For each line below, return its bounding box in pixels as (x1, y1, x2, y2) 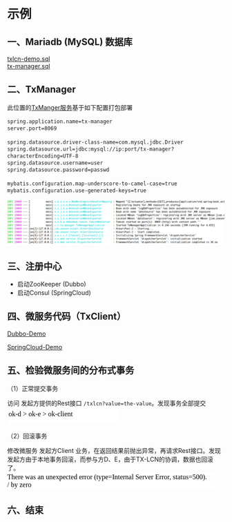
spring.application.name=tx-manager (7, 118, 113, 125)
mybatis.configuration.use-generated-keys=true (7, 187, 147, 194)
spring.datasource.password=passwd (7, 166, 110, 173)
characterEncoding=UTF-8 (7, 153, 79, 159)
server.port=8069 (7, 125, 57, 132)
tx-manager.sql (7, 62, 50, 70)
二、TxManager (7, 84, 76, 95)
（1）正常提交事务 (7, 384, 59, 392)
